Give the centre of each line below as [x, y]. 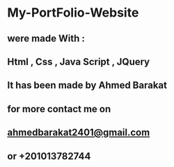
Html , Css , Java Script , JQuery [79, 61]
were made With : [46, 38]
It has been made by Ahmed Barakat [87, 86]
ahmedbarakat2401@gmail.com [79, 133]
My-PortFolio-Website [73, 13]
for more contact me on [59, 109]
